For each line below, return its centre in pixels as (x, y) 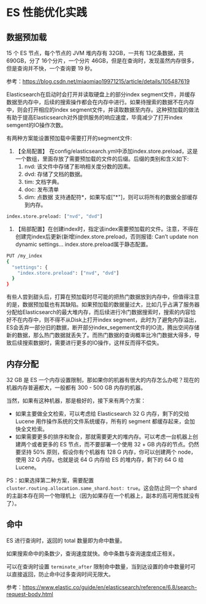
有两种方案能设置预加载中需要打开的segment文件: (69, 138)
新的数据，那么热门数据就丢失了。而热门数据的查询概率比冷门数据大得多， (100, 335)
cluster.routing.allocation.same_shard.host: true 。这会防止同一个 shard (102, 487)
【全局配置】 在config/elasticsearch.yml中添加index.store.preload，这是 (106, 151)
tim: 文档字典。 (43, 182)
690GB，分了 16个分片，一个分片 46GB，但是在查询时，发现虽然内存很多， (102, 61)
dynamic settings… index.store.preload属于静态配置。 (83, 244)
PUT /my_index (25, 256)
